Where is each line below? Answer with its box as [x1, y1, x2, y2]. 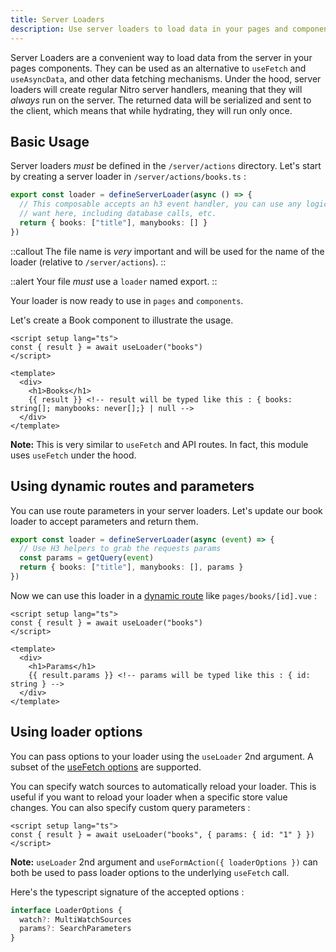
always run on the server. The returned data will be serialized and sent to [10, 94, 312, 106]
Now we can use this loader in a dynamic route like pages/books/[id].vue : [10, 589, 317, 601]
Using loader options [10, 724, 143, 741]
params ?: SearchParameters [19, 924, 132, 934]
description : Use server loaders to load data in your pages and [10, 24, 288, 34]
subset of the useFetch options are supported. [10, 761, 202, 773]
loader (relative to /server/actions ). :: [10, 256, 167, 268]
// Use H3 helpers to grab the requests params [19, 544, 222, 554]
